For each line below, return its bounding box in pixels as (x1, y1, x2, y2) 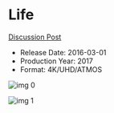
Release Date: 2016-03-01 (19, 47, 107, 57)
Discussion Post (8, 32, 62, 42)
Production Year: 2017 (19, 56, 94, 66)
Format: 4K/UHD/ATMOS (19, 64, 103, 74)
